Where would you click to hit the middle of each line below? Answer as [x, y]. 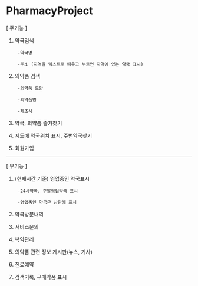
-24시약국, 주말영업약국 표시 [48, 191]
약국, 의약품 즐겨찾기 [38, 123]
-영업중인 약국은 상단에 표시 [47, 202]
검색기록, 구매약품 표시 [41, 277]
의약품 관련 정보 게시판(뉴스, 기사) [54, 252]
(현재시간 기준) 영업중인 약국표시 [52, 178]
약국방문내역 [29, 214]
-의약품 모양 [30, 88]
